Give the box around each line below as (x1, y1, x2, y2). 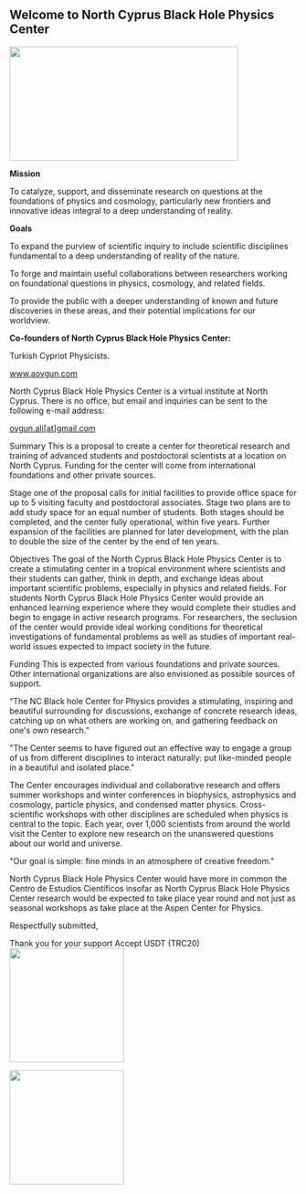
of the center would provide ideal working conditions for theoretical (9, 621, 263, 632)
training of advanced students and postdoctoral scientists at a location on (9, 449, 287, 460)
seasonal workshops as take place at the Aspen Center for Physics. (9, 902, 263, 913)
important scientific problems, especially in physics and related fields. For (9, 582, 287, 593)
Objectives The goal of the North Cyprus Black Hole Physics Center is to (9, 553, 282, 565)
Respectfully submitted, (9, 920, 99, 931)
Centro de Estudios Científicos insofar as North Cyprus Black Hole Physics (9, 882, 290, 893)
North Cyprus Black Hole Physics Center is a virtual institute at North (9, 386, 268, 396)
